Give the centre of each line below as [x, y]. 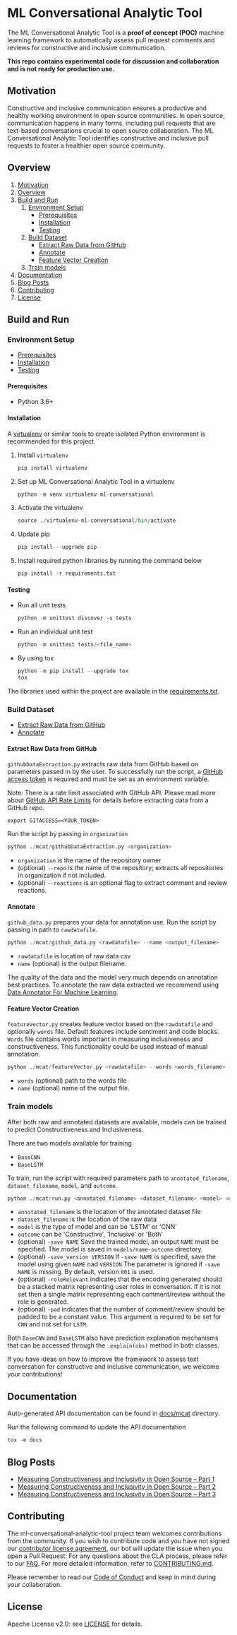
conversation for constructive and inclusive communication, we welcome [114, 1367]
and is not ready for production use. [61, 69]
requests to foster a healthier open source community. [86, 145]
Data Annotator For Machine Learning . [63, 992]
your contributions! [35, 1374]
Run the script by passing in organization [68, 834]
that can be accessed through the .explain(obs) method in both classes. [114, 1345]
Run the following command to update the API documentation [97, 1427]
